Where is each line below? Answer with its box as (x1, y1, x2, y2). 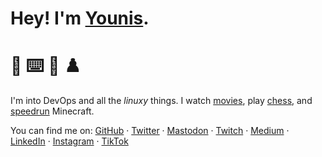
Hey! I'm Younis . (10, 7, 150, 30)
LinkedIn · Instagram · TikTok (10, 135, 129, 147)
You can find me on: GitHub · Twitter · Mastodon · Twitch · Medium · (10, 125, 290, 137)
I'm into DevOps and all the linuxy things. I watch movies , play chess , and (10, 95, 313, 107)
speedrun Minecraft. (10, 105, 95, 117)
